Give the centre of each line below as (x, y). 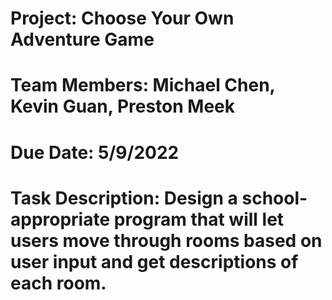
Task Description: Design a (124, 198)
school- (274, 198)
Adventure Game (82, 39)
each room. (58, 283)
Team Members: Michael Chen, (143, 85)
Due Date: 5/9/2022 (95, 152)
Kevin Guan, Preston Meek (123, 106)
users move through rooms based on (166, 240)
